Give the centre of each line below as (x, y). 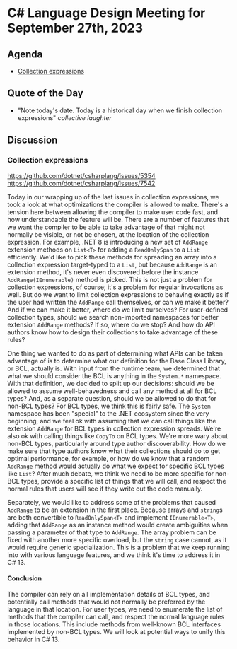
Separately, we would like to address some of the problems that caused (112, 502)
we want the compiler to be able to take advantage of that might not (106, 227)
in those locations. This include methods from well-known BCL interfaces (114, 624)
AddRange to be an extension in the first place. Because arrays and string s (115, 510)
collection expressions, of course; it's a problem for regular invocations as (115, 287)
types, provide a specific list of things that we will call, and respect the (123, 481)
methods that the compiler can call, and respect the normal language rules (116, 616)
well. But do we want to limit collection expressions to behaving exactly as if (118, 294)
